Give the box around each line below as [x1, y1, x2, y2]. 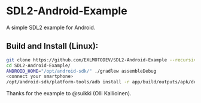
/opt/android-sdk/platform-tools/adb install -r [6, 79, 130, 85]
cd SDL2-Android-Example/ [6, 63, 71, 68]
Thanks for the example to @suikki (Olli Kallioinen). [6, 90, 132, 97]
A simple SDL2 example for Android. [6, 24, 96, 31]
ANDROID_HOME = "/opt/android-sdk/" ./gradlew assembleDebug [6, 68, 157, 74]
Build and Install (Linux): [6, 41, 99, 51]
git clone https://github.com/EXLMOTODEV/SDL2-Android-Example [6, 57, 167, 63]
